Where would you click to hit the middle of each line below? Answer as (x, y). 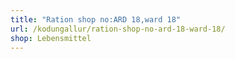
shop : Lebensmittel (51, 38)
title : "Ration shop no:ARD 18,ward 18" (96, 19)
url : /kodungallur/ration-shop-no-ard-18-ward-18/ (118, 29)
